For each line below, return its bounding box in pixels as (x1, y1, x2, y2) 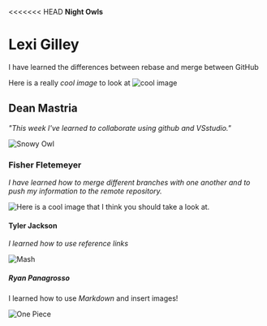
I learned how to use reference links (8, 239, 128, 249)
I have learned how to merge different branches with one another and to (8, 178, 251, 188)
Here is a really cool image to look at (8, 77, 131, 88)
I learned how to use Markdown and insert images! (8, 293, 179, 303)
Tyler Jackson (8, 220, 58, 230)
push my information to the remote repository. (8, 186, 162, 196)
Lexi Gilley (8, 36, 80, 54)
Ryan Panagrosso (8, 272, 71, 283)
